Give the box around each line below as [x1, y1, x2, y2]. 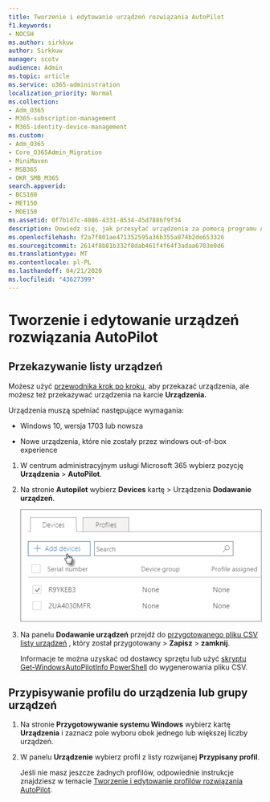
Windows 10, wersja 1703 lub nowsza [19, 421, 143, 430]
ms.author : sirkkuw [8, 39, 74, 47]
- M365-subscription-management [8, 115, 117, 123]
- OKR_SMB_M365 [8, 173, 59, 182]
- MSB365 [8, 165, 38, 173]
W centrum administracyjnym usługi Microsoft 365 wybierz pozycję [19, 460, 243, 470]
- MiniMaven [8, 157, 48, 165]
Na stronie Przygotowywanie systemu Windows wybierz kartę [19, 719, 231, 729]
